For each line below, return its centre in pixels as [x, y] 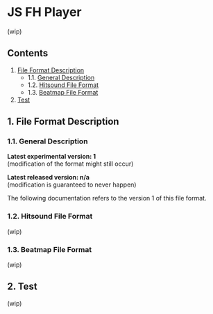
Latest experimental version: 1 [51, 157]
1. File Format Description [63, 121]
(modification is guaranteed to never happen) [72, 185]
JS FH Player [44, 12]
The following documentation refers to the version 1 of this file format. [107, 198]
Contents [28, 53]
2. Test [22, 286]
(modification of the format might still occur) [70, 164]
